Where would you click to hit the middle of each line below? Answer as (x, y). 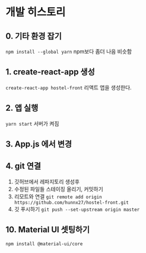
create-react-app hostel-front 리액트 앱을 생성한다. (69, 88)
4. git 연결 (23, 166)
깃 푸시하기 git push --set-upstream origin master (77, 209)
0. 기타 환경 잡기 (34, 36)
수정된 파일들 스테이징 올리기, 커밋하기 (58, 189)
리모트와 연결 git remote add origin (58, 196)
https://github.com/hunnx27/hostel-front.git (71, 202)
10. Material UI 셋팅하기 (48, 230)
